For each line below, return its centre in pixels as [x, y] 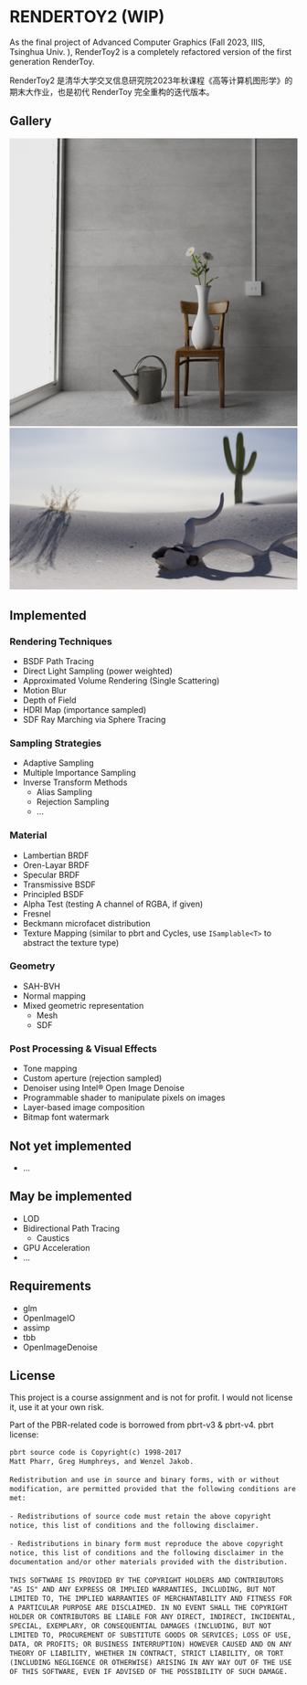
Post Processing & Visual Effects [83, 1048]
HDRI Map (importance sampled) [85, 709]
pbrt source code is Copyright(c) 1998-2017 [95, 1453]
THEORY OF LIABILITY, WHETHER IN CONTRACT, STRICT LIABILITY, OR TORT [147, 1654]
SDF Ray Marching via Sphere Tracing [94, 719]
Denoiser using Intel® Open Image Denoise [104, 1088]
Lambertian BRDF [56, 855]
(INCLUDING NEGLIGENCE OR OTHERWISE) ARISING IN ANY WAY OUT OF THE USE [151, 1663]
